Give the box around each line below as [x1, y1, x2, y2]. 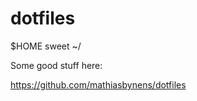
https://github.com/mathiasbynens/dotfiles [10, 78, 187, 91]
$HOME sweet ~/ [10, 40, 82, 52]
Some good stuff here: [10, 59, 103, 71]
